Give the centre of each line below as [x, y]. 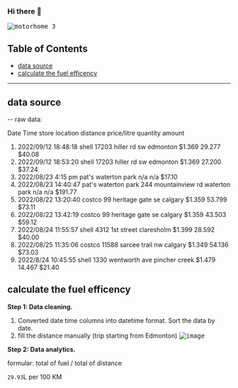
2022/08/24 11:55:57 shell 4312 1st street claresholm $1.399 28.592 [116, 229]
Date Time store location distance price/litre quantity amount [96, 133]
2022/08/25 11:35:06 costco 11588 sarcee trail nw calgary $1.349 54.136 [123, 245]
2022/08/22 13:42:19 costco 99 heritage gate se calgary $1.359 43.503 [122, 214]
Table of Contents [48, 49]
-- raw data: [25, 119]
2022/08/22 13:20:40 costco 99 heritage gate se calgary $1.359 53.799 [122, 199]
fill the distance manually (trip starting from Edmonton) [97, 336]
